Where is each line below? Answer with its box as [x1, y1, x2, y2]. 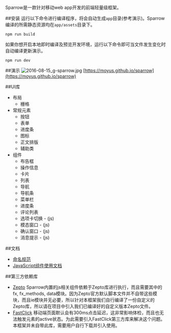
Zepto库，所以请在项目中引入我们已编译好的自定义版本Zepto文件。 [12, 303, 154, 309]
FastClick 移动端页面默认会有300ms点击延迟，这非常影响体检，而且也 [12, 310, 160, 316]
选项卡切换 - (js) [20, 215, 54, 221]
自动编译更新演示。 [5, 48, 46, 53]
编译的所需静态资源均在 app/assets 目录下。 [5, 22, 95, 27]
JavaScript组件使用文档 [12, 263, 63, 268]
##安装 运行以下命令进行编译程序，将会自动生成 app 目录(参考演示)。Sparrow [5, 15, 165, 21]
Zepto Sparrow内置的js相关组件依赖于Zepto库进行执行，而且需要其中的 [12, 284, 162, 290]
